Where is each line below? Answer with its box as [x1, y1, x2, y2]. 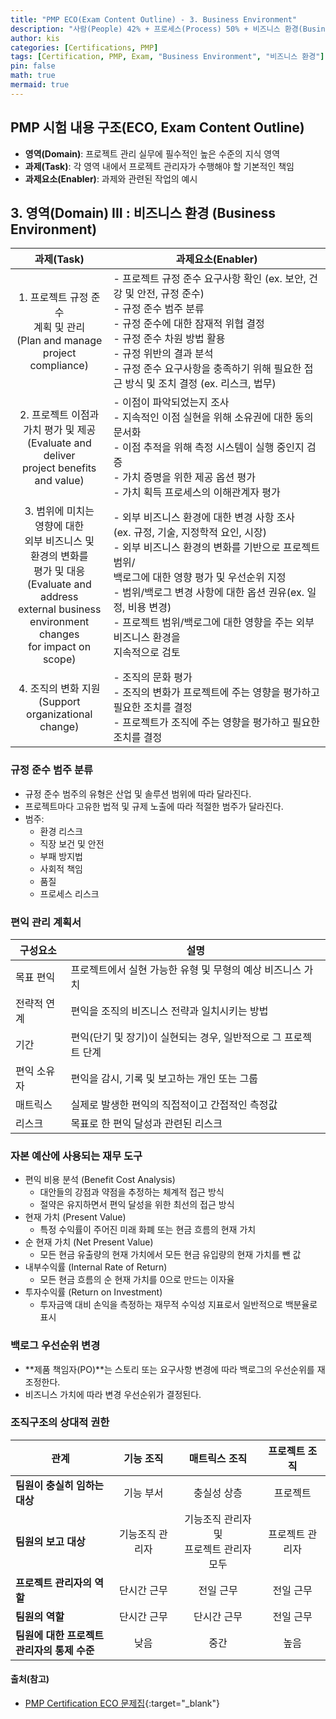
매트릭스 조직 [188, 1451, 248, 1465]
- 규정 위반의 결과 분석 [113, 347, 214, 361]
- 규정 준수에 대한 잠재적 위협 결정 [113, 317, 265, 331]
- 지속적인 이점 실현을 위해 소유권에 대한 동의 [113, 411, 314, 425]
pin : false [10, 61, 56, 71]
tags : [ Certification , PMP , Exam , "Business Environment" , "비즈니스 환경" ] [10, 52, 325, 62]
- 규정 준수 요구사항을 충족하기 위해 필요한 [113, 362, 302, 376]
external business [17, 602, 102, 616]
